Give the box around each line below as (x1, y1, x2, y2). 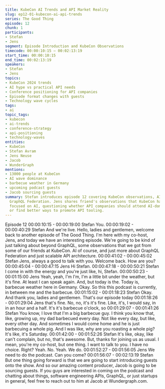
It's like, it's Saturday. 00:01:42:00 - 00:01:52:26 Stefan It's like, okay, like (5, 331, 154, 337)
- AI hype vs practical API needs (5, 84, 76, 90)
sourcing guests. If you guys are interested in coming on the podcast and (5, 368, 153, 374)
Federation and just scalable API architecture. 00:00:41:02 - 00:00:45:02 (5, 253, 152, 259)
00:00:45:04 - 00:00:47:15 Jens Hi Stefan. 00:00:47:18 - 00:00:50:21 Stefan (5, 263, 159, 269)
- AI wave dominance (5, 176, 48, 181)
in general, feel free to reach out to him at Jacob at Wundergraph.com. (5, 378, 148, 384)
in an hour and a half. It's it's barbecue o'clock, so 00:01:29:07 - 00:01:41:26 (5, 305, 159, 311)
